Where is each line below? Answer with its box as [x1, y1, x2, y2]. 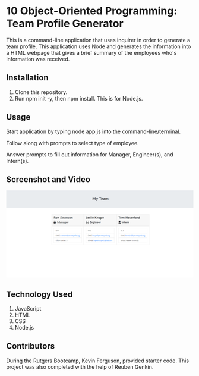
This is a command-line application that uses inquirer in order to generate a [6, 36, 191, 43]
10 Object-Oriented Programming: [6, 4, 178, 18]
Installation [6, 73, 49, 83]
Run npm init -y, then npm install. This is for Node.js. [14, 95, 143, 102]
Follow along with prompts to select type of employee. [6, 139, 139, 146]
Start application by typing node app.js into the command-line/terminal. [6, 128, 181, 135]
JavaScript [14, 305, 42, 312]
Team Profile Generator [6, 17, 124, 30]
